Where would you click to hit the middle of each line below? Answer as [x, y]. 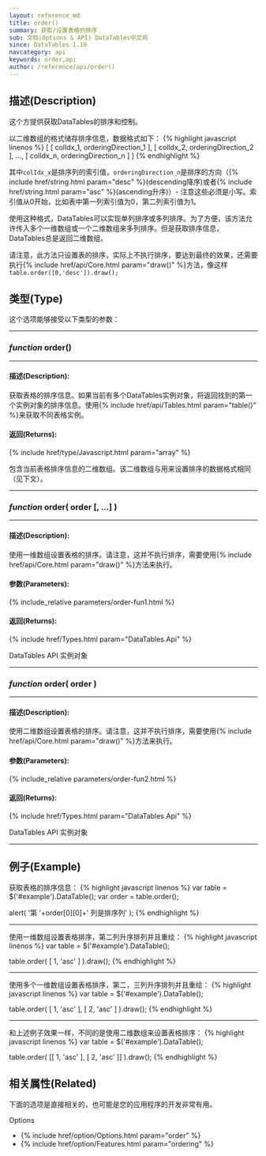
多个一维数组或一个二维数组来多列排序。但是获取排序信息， [126, 228]
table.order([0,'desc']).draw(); [64, 273]
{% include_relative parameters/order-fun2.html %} [93, 778]
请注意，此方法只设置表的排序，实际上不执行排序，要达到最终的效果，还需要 [133, 254]
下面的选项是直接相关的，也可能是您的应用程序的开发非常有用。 [112, 1104]
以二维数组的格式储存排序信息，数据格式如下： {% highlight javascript [123, 138]
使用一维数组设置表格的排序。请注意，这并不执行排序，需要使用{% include [130, 555]
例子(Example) [45, 867]
